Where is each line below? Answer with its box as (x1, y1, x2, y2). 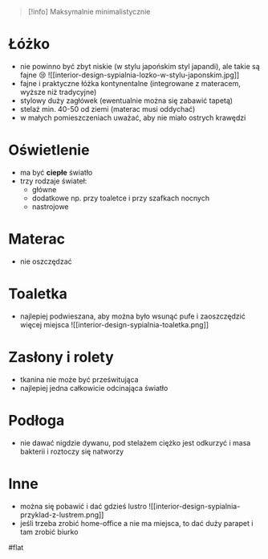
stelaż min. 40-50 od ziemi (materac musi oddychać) (19, 104, 196, 113)
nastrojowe (31, 201, 70, 212)
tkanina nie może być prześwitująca (19, 374, 139, 384)
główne (31, 184, 57, 194)
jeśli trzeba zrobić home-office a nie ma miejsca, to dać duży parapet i (19, 518, 254, 528)
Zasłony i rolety (8, 347, 114, 366)
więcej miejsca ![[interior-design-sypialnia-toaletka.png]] (19, 319, 209, 329)
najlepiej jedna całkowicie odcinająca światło (19, 383, 169, 393)
